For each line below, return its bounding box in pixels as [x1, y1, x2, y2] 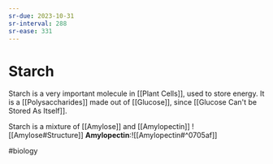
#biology [8, 146, 38, 156]
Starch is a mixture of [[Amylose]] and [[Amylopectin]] [8, 122, 191, 132]
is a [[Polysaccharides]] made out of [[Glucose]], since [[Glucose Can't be [8, 97, 258, 107]
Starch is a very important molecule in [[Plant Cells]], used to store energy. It [8, 88, 265, 98]
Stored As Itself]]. [8, 106, 67, 116]
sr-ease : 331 [8, 27, 53, 35]
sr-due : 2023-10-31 [8, 11, 75, 20]
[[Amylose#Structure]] [8, 131, 84, 140]
